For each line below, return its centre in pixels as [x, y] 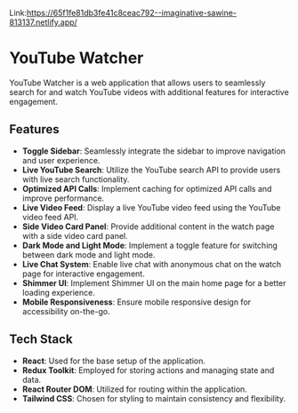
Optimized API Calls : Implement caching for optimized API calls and [147, 188]
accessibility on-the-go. [66, 311]
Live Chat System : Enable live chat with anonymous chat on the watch [152, 264]
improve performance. [63, 198]
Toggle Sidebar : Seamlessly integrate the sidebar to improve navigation [154, 151]
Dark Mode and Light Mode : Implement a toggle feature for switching [150, 245]
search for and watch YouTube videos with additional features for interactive [149, 91]
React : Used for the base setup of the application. [114, 361]
